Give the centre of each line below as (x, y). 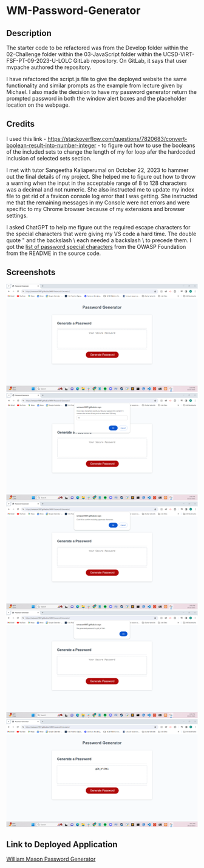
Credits (21, 124)
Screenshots (31, 272)
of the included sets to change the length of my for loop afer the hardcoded (101, 152)
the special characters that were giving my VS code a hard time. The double (101, 234)
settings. (17, 215)
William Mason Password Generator (51, 859)
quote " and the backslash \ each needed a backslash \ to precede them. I (99, 240)
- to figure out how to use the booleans (146, 145)
